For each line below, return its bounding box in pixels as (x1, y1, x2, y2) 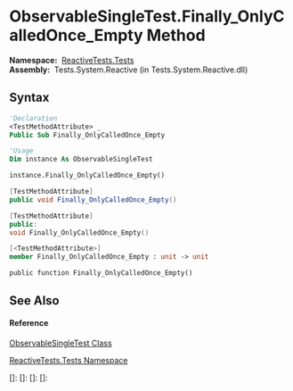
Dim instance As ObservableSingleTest (9, 154, 153, 164)
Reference (9, 318, 49, 329)
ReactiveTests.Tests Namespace (9, 354, 128, 365)
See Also (9, 293, 60, 308)
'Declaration (9, 113, 58, 122)
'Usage (9, 146, 34, 155)
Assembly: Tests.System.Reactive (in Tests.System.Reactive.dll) (9, 64, 248, 75)
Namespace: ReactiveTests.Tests (9, 54, 134, 65)
